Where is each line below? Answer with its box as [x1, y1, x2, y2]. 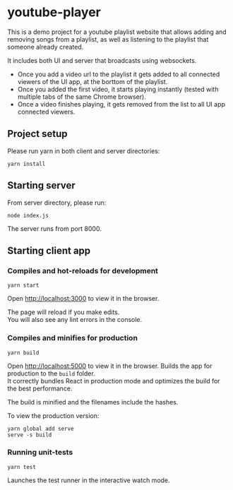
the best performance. [7, 384, 73, 393]
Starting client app [7, 244, 91, 256]
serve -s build [7, 431, 52, 438]
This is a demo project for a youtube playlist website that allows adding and [7, 28, 227, 36]
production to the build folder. [7, 369, 95, 378]
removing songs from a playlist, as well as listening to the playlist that [7, 35, 209, 43]
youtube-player [7, 4, 101, 20]
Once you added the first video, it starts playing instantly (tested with [17, 85, 219, 93]
